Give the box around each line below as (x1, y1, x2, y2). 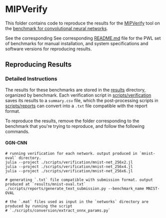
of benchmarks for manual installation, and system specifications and (5, 40, 148, 46)
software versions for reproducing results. (5, 46, 92, 52)
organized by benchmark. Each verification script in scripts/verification (5, 92, 151, 98)
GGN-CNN (5, 140, 27, 146)
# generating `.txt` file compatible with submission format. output (5, 177, 153, 182)
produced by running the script (5, 203, 72, 208)
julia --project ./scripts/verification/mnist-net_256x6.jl (5, 168, 133, 173)
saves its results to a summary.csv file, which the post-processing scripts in (5, 97, 158, 103)
